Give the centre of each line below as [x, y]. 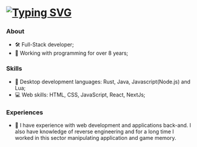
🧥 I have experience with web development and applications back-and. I [103, 126]
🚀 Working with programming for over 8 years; [72, 53]
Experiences [25, 112]
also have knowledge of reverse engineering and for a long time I [94, 132]
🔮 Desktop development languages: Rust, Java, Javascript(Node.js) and [103, 82]
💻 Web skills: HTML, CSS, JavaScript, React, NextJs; [80, 95]
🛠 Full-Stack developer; [44, 45]
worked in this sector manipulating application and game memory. [96, 138]
